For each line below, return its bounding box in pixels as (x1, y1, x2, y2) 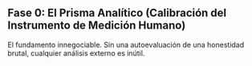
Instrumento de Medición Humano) (7, 19, 186, 33)
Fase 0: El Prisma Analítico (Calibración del (7, 6, 227, 20)
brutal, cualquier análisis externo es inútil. (7, 48, 145, 58)
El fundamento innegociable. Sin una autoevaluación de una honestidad (7, 40, 245, 49)
